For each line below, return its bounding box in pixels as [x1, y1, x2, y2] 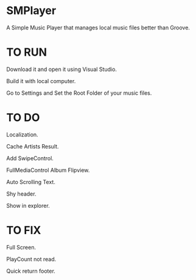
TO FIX [6, 224, 41, 237]
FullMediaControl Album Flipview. [6, 166, 90, 174]
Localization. [6, 131, 38, 138]
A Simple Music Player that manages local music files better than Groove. [6, 24, 191, 31]
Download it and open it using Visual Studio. [6, 65, 117, 73]
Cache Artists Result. [6, 142, 59, 150]
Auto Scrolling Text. [6, 178, 56, 185]
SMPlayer [6, 4, 57, 18]
